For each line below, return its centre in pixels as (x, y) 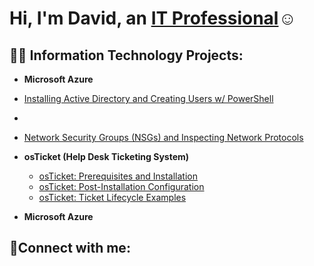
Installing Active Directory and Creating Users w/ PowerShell (148, 98)
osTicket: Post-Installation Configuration (121, 186)
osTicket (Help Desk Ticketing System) (106, 156)
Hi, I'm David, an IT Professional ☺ (153, 18)
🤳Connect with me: (70, 248)
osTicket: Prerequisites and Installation (118, 176)
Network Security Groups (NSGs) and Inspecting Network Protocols (163, 137)
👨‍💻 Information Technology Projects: (126, 55)
